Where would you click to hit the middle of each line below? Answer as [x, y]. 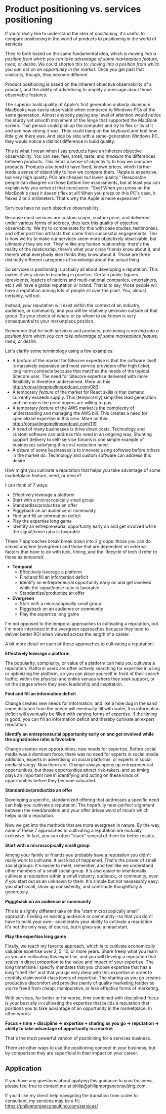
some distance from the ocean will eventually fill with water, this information [82, 708]
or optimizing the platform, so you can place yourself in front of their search [82, 674]
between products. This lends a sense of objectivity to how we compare [79, 161]
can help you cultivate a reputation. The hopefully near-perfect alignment [80, 805]
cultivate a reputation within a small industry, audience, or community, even [82, 876]
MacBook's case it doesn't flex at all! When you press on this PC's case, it [81, 193]
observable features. [26, 95]
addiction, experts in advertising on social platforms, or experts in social [78, 759]
